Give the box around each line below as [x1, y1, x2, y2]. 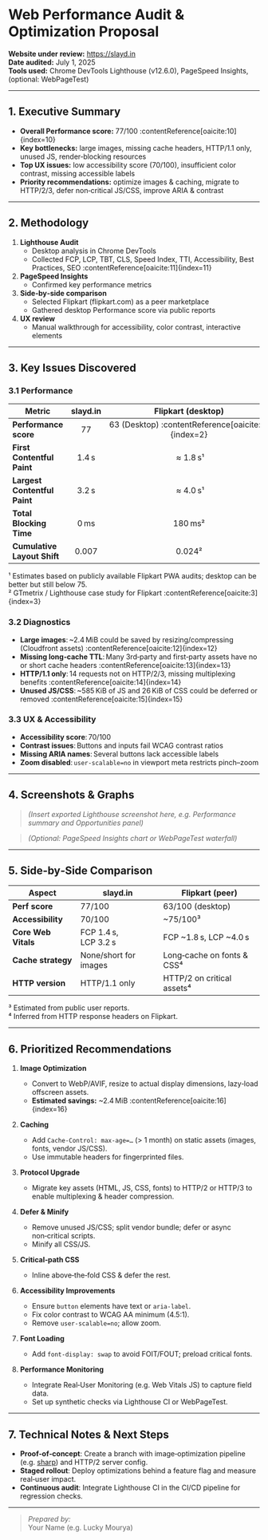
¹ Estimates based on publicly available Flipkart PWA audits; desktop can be [8, 571, 257, 581]
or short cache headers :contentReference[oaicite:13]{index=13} [19, 660, 231, 669]
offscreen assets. [31, 1088, 89, 1097]
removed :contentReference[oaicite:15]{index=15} [19, 694, 183, 704]
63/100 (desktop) [163, 901, 231, 912]
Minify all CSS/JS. [31, 1239, 91, 1250]
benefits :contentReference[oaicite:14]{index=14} [19, 677, 182, 687]
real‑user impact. [19, 1475, 77, 1484]
